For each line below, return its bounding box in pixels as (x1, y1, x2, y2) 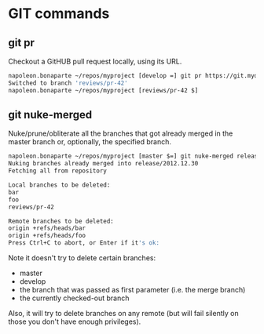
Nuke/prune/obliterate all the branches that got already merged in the (8, 129, 233, 138)
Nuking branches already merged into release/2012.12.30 (8, 160, 199, 168)
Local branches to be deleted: (8, 181, 111, 189)
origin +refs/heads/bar (8, 224, 86, 232)
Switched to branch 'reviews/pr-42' (8, 79, 128, 87)
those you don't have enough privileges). (8, 317, 141, 326)
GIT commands (8, 5, 110, 23)
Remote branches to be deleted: (8, 217, 114, 225)
